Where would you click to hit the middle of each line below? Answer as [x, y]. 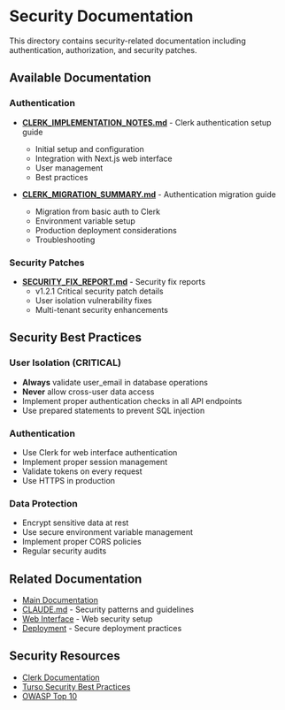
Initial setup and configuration [89, 149]
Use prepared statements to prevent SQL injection [113, 410]
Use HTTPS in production [69, 480]
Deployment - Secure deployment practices [102, 629]
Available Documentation [81, 78]
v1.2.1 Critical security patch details [99, 291]
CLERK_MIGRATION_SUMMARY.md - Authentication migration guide [149, 194]
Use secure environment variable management [107, 532]
